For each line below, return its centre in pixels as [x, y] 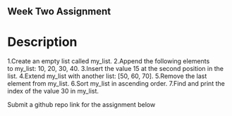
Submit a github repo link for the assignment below [81, 105]
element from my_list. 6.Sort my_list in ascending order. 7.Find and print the [116, 84]
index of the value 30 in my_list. [53, 91]
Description [42, 42]
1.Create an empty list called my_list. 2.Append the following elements [109, 61]
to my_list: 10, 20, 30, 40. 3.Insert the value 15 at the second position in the [116, 69]
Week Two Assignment [59, 12]
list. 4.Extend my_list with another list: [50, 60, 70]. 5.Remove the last [107, 76]
